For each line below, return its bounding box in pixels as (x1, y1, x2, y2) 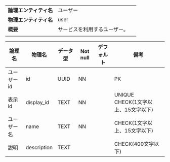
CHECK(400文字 (114, 141, 154, 147)
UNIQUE (114, 91, 134, 98)
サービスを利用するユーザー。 (58, 26, 129, 33)
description (25, 144, 53, 151)
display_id (25, 99, 50, 106)
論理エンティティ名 (8, 7, 53, 14)
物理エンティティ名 (8, 16, 53, 23)
